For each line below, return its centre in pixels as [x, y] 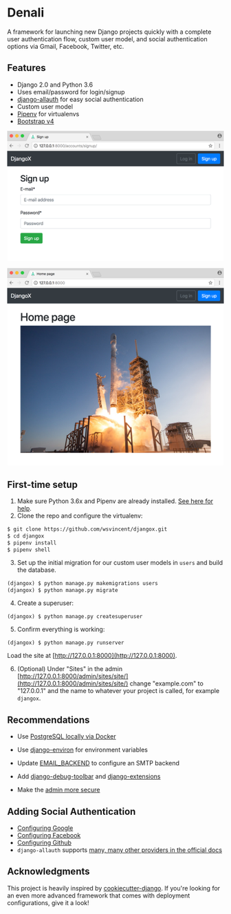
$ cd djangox [26, 536]
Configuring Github [44, 843]
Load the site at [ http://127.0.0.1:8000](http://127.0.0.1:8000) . [92, 656]
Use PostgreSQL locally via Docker [66, 736]
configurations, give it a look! [48, 902]
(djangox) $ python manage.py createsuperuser [75, 617]
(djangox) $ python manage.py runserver [66, 643]
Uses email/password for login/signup [71, 92]
